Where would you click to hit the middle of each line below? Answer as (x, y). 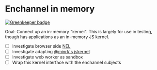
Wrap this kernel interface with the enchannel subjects (66, 63)
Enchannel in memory (50, 9)
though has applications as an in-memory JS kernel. (57, 37)
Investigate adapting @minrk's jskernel (51, 51)
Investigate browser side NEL (41, 46)
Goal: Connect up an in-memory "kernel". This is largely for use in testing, (79, 31)
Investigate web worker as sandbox (47, 57)
